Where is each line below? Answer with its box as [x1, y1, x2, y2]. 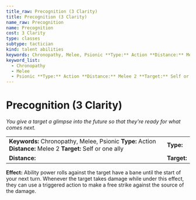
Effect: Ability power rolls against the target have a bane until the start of [6, 169, 181, 176]
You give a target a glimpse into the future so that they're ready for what [6, 118, 181, 125]
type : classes [6, 36, 41, 41]
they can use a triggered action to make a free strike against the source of [6, 181, 184, 188]
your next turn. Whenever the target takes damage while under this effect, [6, 176, 184, 183]
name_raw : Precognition [6, 19, 64, 25]
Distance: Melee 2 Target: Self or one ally [9, 145, 124, 153]
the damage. [6, 188, 37, 195]
